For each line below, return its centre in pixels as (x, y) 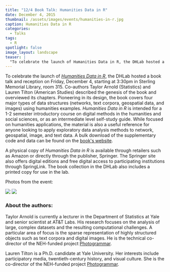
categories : (18, 29)
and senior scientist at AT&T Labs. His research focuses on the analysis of (82, 222)
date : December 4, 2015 (30, 15)
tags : (11, 38)
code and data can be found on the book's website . (59, 141)
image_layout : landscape (31, 52)
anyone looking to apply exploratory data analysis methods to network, (79, 130)
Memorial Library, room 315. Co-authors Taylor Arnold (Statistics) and (78, 87)
